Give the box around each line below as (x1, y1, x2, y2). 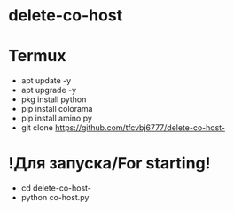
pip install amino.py (20, 113, 92, 124)
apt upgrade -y (20, 85, 77, 96)
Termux (8, 46, 67, 66)
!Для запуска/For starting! (8, 153, 211, 174)
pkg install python (20, 94, 87, 105)
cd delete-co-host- (20, 183, 92, 193)
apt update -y (20, 75, 72, 86)
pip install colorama (20, 104, 93, 114)
